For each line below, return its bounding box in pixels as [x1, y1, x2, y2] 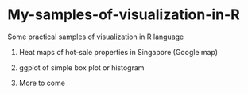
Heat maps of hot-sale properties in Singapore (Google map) [18, 47, 219, 57]
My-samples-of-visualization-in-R [7, 6, 240, 24]
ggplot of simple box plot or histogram [18, 62, 145, 72]
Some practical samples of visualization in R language [7, 32, 184, 41]
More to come [18, 78, 65, 88]
